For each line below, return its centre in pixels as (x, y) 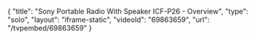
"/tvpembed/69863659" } (50, 28)
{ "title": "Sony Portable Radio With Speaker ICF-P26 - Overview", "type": (128, 11)
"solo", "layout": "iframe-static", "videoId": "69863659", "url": (109, 20)
